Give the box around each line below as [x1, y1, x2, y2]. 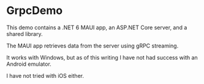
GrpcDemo [6, 4, 63, 18]
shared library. [6, 30, 43, 37]
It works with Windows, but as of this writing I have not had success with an [6, 54, 198, 61]
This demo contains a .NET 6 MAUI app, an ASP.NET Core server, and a [6, 24, 187, 31]
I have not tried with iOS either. [6, 72, 85, 79]
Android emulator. [6, 60, 52, 68]
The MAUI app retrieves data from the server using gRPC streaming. [6, 42, 179, 49]
